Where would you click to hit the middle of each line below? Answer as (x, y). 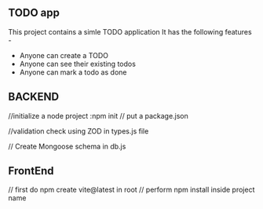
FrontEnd (31, 171)
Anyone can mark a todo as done (73, 72)
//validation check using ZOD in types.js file (79, 131)
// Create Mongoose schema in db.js (67, 146)
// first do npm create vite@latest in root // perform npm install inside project (131, 190)
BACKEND (34, 97)
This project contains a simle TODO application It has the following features (130, 31)
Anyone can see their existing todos (77, 64)
